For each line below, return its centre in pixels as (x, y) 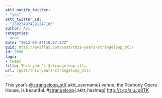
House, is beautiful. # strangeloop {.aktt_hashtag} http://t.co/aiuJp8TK (77, 90)
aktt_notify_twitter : (28, 10)
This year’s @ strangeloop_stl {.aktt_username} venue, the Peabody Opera (81, 85)
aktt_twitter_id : (23, 19)
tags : (11, 57)
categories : (18, 33)
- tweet (13, 61)
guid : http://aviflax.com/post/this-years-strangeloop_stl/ (70, 47)
